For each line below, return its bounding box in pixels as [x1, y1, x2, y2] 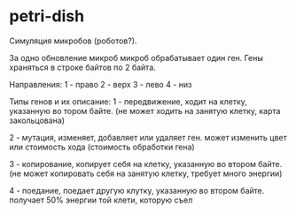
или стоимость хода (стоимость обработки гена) [9, 141, 195, 152]
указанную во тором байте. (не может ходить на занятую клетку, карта [9, 105, 281, 116]
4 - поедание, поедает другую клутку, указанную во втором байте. [9, 185, 265, 195]
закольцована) [9, 115, 65, 126]
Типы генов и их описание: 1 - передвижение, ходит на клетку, [9, 96, 248, 107]
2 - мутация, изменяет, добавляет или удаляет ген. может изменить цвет [9, 132, 287, 142]
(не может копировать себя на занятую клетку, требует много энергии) [9, 168, 283, 179]
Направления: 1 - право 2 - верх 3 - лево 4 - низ [9, 79, 192, 89]
